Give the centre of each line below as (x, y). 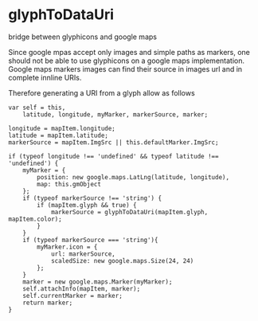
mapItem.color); (35, 219)
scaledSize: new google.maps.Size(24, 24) (122, 260)
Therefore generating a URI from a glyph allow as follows (102, 92)
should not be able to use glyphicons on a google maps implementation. (127, 61)
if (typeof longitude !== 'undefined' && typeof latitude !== (113, 156)
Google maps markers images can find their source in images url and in (125, 69)
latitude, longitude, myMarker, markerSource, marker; (115, 114)
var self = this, (37, 108)
